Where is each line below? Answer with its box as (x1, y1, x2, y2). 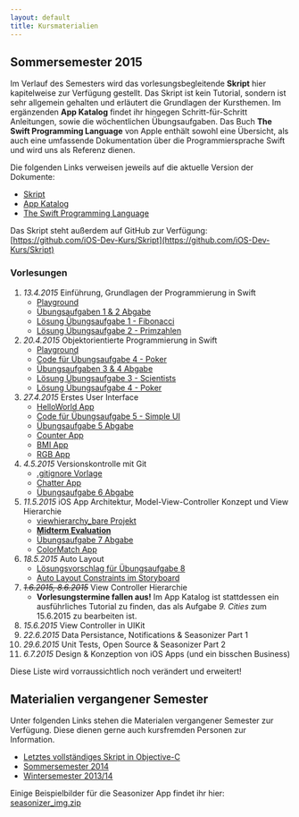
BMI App (36, 439, 69, 450)
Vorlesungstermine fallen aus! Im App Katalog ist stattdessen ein (36, 591, 279, 602)
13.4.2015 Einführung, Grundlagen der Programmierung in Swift (22, 287, 257, 298)
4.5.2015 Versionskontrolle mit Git (22, 458, 147, 469)
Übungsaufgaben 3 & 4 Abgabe (36, 363, 154, 374)
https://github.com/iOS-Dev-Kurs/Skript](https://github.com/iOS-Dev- (12, 234, 270, 246)
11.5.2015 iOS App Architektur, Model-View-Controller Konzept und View (22, 496, 289, 506)
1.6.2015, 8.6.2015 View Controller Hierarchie (22, 582, 188, 592)
